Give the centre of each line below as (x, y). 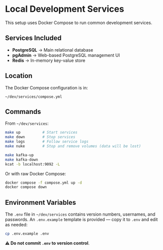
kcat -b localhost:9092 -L (33, 164)
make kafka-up (20, 155)
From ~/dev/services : (27, 123)
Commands (23, 111)
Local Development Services (65, 9)
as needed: (16, 225)
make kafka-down (22, 160)
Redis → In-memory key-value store (49, 60)
